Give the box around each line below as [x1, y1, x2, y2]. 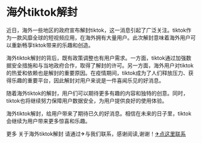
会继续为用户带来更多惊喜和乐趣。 [6, 117, 91, 124]
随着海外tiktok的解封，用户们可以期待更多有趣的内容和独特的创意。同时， [6, 90, 189, 97]
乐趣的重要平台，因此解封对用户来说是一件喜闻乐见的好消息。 [11, 76, 164, 84]
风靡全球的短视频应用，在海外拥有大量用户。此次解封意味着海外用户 [22, 34, 191, 41]
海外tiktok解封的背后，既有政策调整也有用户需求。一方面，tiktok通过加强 [6, 54, 186, 61]
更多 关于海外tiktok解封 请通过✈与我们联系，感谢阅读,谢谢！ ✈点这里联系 [6, 130, 186, 137]
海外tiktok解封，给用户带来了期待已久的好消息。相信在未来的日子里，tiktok [6, 109, 192, 117]
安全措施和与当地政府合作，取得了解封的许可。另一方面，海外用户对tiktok [11, 61, 194, 69]
